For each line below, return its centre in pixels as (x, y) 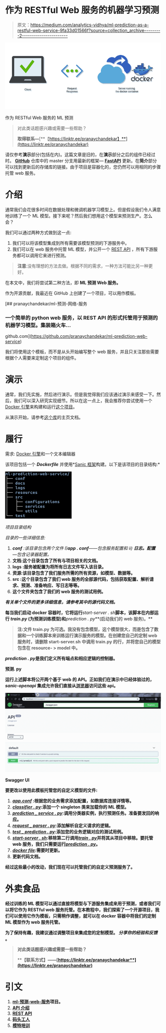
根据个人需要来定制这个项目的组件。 (42, 358)
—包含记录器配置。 (32, 554)
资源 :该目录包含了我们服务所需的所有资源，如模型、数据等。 (74, 573)
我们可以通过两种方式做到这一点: (38, 232)
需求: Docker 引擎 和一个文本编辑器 (40, 454)
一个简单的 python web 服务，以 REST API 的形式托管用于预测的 (82, 317)
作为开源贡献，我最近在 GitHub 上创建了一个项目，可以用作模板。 (72, 293)
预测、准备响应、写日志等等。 (51, 585)
